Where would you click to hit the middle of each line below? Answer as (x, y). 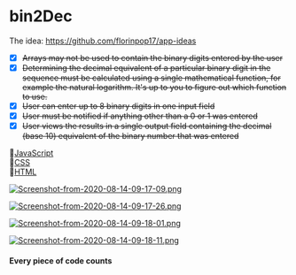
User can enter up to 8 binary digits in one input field (118, 106)
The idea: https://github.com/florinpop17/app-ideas (103, 41)
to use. (35, 97)
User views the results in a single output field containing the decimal (147, 126)
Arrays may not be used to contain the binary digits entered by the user (152, 57)
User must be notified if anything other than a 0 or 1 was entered (140, 116)
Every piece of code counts (61, 260)
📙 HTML (23, 172)
